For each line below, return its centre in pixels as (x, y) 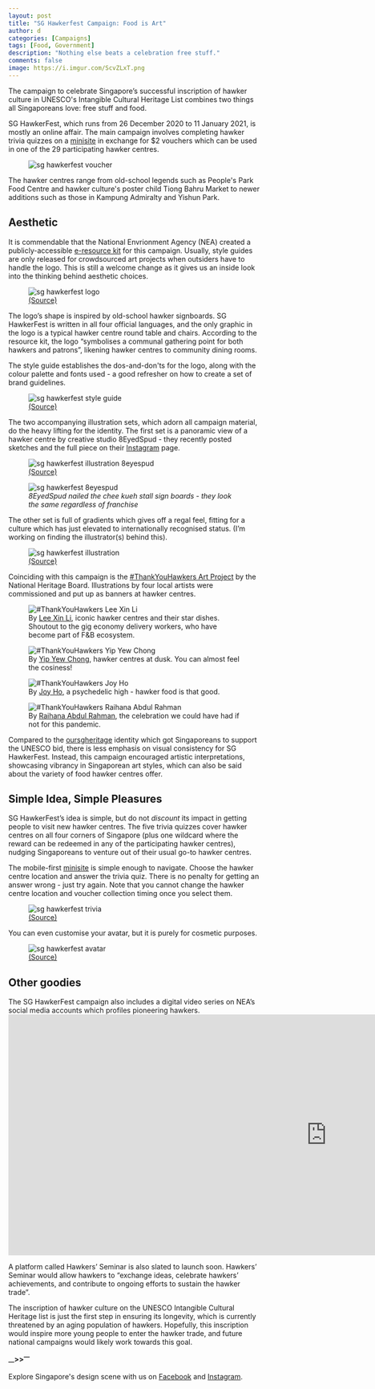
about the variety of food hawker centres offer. (85, 774)
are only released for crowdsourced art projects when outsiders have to (127, 259)
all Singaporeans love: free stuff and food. (77, 108)
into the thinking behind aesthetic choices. (78, 276)
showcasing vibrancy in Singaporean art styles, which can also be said (125, 765)
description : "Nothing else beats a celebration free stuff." (114, 53)
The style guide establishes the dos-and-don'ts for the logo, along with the (132, 365)
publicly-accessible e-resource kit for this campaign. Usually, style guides (131, 251)
